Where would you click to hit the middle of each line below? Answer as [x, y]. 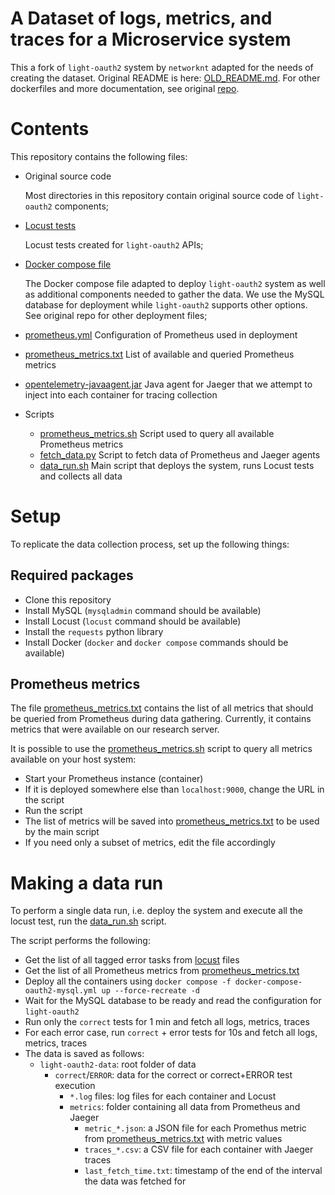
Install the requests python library [94, 631]
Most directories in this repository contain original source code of [159, 195]
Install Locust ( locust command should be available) [133, 621]
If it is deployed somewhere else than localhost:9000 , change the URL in [174, 789]
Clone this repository [68, 599]
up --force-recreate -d [150, 991]
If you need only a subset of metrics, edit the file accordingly [150, 843]
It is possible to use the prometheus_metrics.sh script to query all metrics [161, 749]
